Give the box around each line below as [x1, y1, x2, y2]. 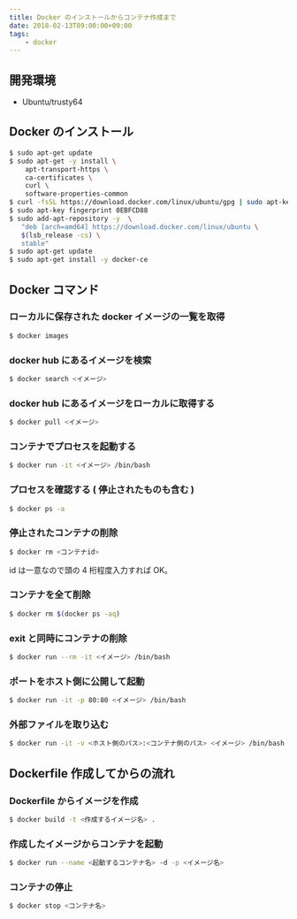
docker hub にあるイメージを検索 [9, 354, 152, 366]
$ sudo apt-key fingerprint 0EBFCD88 [9, 206, 148, 215]
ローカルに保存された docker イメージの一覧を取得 [9, 310, 225, 323]
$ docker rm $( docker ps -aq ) [9, 609, 121, 618]
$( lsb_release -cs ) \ [20, 231, 101, 240]
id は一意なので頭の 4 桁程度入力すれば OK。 [9, 564, 172, 575]
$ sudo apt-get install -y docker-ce [9, 256, 148, 264]
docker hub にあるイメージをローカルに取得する [9, 397, 215, 410]
